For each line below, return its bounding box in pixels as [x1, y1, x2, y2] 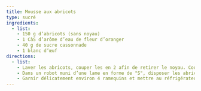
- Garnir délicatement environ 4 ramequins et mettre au [17, 75, 162, 81]
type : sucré [6, 14, 36, 20]
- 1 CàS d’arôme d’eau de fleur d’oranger [17, 37, 124, 43]
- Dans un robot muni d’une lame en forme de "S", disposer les [17, 70, 181, 76]
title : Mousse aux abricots [6, 8, 77, 15]
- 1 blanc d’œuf [17, 48, 58, 54]
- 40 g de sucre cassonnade [17, 43, 87, 48]
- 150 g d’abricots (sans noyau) [17, 31, 100, 37]
